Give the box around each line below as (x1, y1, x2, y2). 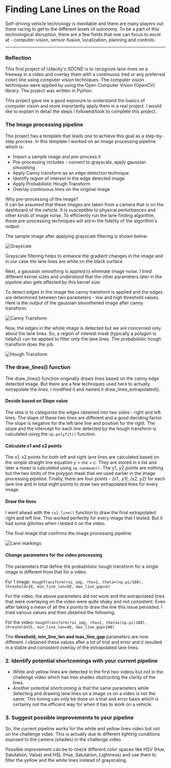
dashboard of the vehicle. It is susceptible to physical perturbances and (5, 207, 156, 213)
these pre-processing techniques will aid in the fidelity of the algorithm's (5, 218, 158, 224)
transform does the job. (5, 341, 55, 347)
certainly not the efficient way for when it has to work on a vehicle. (12, 701, 153, 707)
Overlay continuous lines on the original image (12, 186, 110, 192)
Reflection (5, 54, 32, 61)
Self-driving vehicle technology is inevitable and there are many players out (5, 20, 164, 27)
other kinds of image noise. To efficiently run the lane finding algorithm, (5, 212, 155, 218)
